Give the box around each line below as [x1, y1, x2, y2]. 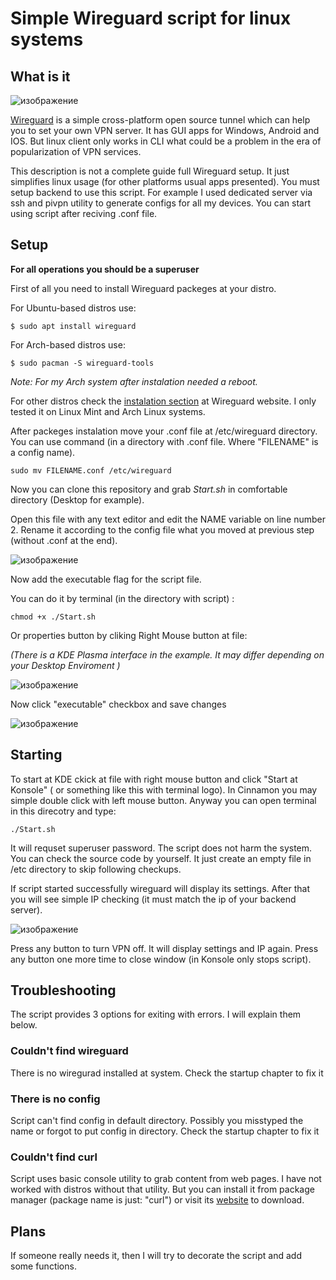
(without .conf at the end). [10, 534, 118, 546]
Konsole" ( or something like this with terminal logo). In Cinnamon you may [10, 783, 318, 796]
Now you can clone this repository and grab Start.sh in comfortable [10, 483, 288, 495]
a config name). [10, 446, 76, 458]
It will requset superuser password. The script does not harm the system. [10, 842, 313, 854]
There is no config [10, 1092, 101, 1106]
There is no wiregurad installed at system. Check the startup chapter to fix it [10, 1067, 324, 1079]
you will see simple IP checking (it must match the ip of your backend [10, 893, 297, 905]
